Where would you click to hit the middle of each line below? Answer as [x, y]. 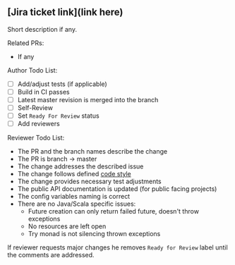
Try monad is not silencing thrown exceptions [94, 234]
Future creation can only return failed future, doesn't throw [114, 211]
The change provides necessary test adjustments [90, 181]
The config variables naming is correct [74, 197]
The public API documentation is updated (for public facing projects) [117, 189]
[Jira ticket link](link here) [65, 12]
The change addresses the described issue [80, 166]
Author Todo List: [32, 70]
